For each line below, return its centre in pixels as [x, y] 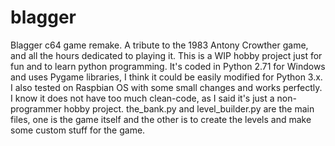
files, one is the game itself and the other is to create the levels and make [161, 119]
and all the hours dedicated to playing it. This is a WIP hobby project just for [166, 55]
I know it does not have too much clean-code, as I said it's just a [142, 98]
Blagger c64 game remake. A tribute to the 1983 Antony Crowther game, [159, 45]
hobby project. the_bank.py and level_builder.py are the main [189, 108]
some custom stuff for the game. [78, 130]
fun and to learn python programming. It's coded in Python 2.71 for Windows [168, 66]
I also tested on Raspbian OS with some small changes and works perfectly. [166, 87]
